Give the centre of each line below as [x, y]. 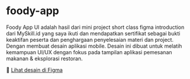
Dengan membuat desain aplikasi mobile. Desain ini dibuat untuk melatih [94, 46]
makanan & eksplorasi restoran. [45, 58]
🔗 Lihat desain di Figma [35, 70]
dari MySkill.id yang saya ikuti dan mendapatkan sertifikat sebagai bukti [93, 33]
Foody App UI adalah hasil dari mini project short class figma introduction [95, 27]
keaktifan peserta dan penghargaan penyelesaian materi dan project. [90, 39]
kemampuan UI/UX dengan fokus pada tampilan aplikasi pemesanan [89, 52]
